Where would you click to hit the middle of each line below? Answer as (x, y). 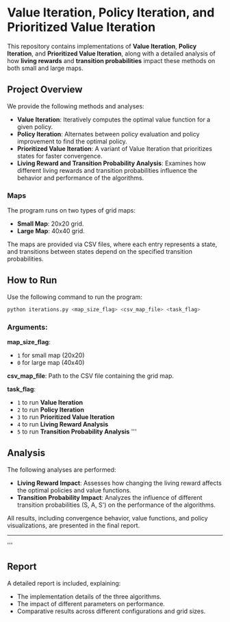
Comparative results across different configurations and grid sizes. (111, 611)
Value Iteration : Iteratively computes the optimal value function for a (114, 119)
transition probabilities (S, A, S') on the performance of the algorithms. (116, 505)
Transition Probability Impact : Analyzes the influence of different (110, 497)
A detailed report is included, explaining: (64, 583)
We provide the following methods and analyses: (76, 106)
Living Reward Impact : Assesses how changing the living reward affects (119, 483)
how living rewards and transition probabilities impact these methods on (111, 60)
